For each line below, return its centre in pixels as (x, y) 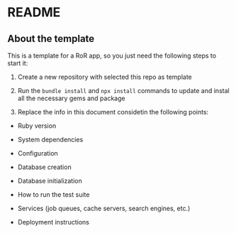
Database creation (45, 167)
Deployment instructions (54, 222)
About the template (51, 39)
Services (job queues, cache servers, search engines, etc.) (104, 208)
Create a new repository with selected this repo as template (105, 77)
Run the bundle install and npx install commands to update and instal (123, 91)
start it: (18, 63)
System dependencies (50, 140)
